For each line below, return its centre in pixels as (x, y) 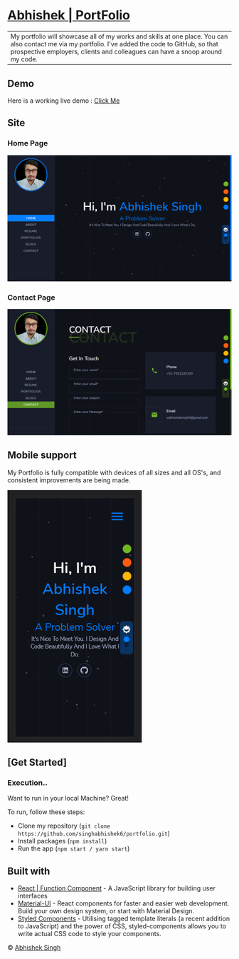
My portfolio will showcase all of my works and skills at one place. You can (119, 36)
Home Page (28, 143)
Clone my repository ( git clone (64, 826)
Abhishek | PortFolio (69, 15)
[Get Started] (37, 762)
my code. (24, 59)
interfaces (32, 896)
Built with (29, 871)
